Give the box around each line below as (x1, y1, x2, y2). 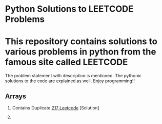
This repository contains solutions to (5, 36, 158, 47)
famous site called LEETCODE (5, 57, 128, 68)
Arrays (5, 92, 26, 100)
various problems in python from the (5, 46, 156, 57)
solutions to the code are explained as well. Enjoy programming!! (5, 78, 135, 84)
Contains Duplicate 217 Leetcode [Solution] (12, 105, 100, 110)
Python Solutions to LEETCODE (5, 3, 134, 15)
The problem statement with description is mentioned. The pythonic (5, 73, 142, 79)
